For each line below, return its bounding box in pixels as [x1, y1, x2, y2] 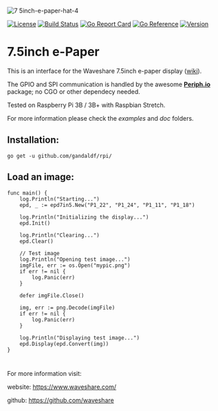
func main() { [7, 190, 48, 197]
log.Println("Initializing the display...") [19, 214, 149, 221]
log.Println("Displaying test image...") [19, 334, 140, 341]
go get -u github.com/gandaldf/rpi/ [7, 152, 112, 159]
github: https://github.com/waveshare [7, 396, 115, 404]
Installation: [7, 134, 60, 146]
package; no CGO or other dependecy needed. [7, 87, 141, 96]
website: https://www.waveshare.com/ [7, 383, 117, 391]
